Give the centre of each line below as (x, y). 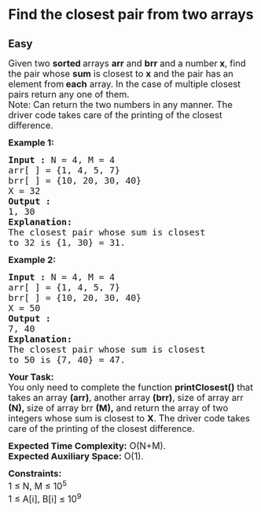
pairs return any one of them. (69, 95)
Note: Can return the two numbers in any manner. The (121, 105)
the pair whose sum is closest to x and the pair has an (121, 74)
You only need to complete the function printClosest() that (131, 388)
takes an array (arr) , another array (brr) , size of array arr (126, 398)
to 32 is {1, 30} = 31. (67, 243)
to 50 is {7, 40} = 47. (67, 360)
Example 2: (32, 260)
